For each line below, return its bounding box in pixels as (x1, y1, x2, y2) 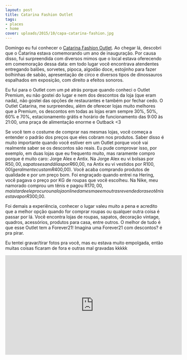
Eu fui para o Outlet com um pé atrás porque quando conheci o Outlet (5, 87, 150, 93)
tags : (5, 17, 17, 22)
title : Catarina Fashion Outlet (5, 12, 73, 17)
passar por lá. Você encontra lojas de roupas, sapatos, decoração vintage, (5, 214, 160, 220)
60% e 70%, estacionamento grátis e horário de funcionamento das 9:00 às (5, 114, 163, 119)
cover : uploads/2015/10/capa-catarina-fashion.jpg (5, 31, 114, 36)
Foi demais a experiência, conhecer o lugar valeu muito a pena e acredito (5, 203, 158, 209)
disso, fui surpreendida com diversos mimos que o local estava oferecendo (5, 56, 162, 61)
